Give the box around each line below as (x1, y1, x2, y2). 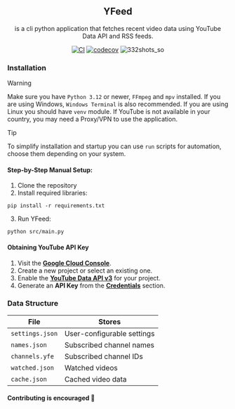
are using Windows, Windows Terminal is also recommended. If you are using (7, 100, 229, 108)
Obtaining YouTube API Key (7, 242, 89, 252)
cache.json (11, 375, 47, 383)
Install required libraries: (17, 189, 88, 197)
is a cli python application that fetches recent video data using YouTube (14, 24, 222, 32)
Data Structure (7, 299, 59, 309)
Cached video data (64, 374, 128, 384)
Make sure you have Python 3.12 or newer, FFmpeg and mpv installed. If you (7, 93, 221, 101)
